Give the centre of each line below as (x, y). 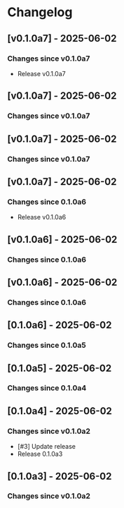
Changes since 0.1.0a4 (47, 388)
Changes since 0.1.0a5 (47, 345)
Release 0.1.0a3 (40, 454)
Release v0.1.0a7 (41, 73)
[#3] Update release (46, 447)
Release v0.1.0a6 (42, 217)
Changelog (40, 12)
